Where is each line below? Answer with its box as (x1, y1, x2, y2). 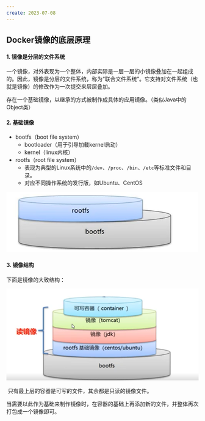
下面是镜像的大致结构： (6, 276, 65, 284)
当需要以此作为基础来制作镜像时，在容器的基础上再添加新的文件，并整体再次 (6, 400, 199, 408)
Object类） (6, 104, 34, 111)
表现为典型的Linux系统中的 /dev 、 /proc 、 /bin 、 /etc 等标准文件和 (24, 164, 186, 171)
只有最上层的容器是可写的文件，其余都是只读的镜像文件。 (7, 387, 153, 395)
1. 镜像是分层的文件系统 (6, 53, 65, 60)
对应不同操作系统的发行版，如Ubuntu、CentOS (24, 179, 143, 186)
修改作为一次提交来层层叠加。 (38, 83, 113, 90)
